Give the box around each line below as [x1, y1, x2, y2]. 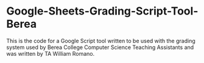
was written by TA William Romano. [6, 50, 95, 57]
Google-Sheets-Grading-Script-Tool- [6, 4, 199, 18]
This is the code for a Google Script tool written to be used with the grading [6, 37, 196, 44]
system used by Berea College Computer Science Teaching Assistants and [6, 44, 194, 51]
